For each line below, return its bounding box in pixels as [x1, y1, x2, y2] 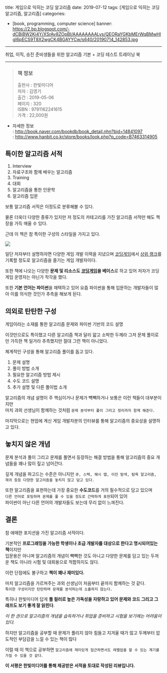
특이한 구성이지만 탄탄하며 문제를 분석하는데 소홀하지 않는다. [5, 587, 113, 592]
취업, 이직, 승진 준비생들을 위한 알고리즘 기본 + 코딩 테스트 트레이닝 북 [5, 51, 141, 57]
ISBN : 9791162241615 [17, 106, 63, 112]
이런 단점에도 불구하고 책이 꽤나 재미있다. [5, 569, 84, 575]
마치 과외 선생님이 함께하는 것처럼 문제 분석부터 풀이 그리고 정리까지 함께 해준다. [5, 407, 155, 413]
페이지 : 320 [17, 101, 42, 107]
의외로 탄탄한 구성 [5, 307, 57, 315]
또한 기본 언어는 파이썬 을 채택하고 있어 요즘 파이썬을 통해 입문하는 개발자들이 [5, 285, 154, 291]
